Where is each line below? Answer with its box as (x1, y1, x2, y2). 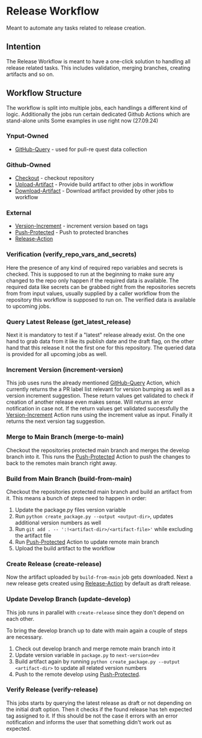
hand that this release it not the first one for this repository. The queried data (6, 344, 196, 351)
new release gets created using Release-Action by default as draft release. (6, 580, 191, 587)
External (6, 209, 32, 217)
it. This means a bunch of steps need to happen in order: (6, 494, 147, 501)
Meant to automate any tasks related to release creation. (6, 24, 146, 31)
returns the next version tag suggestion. (6, 418, 106, 425)
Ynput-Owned (6, 132, 49, 140)
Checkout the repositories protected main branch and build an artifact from (6, 488, 192, 495)
